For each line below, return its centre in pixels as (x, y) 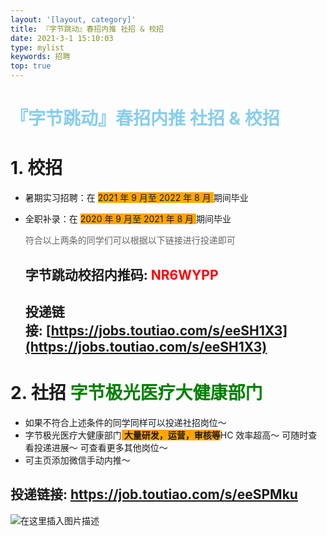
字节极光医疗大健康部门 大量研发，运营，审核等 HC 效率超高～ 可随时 (166, 435)
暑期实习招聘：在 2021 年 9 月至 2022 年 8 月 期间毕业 (136, 198)
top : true (31, 66)
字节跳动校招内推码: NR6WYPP (121, 274)
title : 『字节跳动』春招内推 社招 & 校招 (87, 29)
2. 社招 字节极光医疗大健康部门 (136, 393)
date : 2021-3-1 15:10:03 (62, 38)
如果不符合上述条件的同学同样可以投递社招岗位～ (125, 422)
